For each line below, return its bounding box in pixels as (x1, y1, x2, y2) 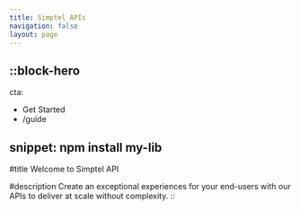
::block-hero (9, 63, 81, 78)
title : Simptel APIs (9, 13, 87, 22)
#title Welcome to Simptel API (9, 163, 119, 174)
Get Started (22, 104, 66, 115)
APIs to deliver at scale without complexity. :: (9, 190, 175, 201)
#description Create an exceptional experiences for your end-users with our (9, 181, 291, 191)
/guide (22, 114, 47, 125)
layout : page (9, 30, 58, 39)
